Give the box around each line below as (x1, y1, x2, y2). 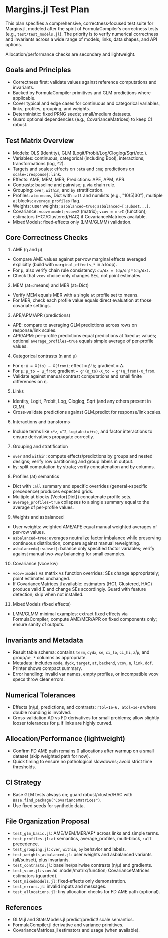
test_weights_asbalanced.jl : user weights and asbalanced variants (12, 852, 152, 858)
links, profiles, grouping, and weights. (12, 105, 90, 111)
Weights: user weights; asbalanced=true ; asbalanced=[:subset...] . (12, 203, 150, 209)
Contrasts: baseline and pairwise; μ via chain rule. (12, 182, 116, 188)
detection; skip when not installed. (12, 591, 84, 598)
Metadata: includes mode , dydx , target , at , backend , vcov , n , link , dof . (12, 660, 153, 666)
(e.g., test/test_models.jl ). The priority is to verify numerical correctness (5, 31, 159, 37)
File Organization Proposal (5, 817, 90, 826)
